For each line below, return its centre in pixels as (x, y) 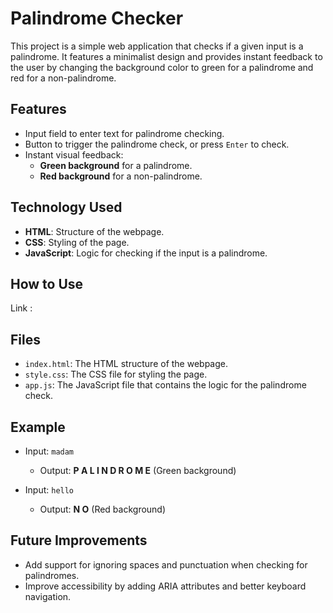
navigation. (48, 596)
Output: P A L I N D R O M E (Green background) (138, 470)
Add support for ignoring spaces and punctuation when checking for (166, 564)
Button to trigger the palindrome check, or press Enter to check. (157, 144)
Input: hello (49, 490)
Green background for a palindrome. (116, 165)
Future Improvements (79, 540)
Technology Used (66, 207)
